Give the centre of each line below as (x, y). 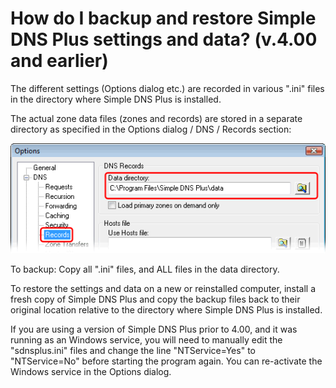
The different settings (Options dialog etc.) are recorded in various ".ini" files (167, 88)
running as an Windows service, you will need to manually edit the (146, 340)
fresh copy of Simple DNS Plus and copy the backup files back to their (155, 299)
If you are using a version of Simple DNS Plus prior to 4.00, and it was (154, 329)
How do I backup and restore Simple (163, 18)
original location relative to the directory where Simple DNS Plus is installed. (166, 310)
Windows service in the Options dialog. (91, 372)
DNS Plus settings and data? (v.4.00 (164, 39)
